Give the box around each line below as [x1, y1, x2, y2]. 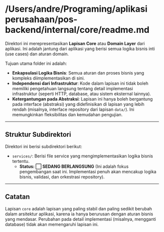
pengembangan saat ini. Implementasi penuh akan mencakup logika [19, 168, 157, 175]
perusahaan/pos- [5, 14, 78, 25]
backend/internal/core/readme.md [5, 25, 150, 35]
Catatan [5, 193, 30, 201]
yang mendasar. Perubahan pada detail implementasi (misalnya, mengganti [5, 216, 156, 222]
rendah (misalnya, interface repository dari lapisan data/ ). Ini [12, 106, 134, 112]
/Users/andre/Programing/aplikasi [5, 3, 148, 15]
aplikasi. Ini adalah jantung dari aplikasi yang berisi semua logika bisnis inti [5, 46, 155, 52]
